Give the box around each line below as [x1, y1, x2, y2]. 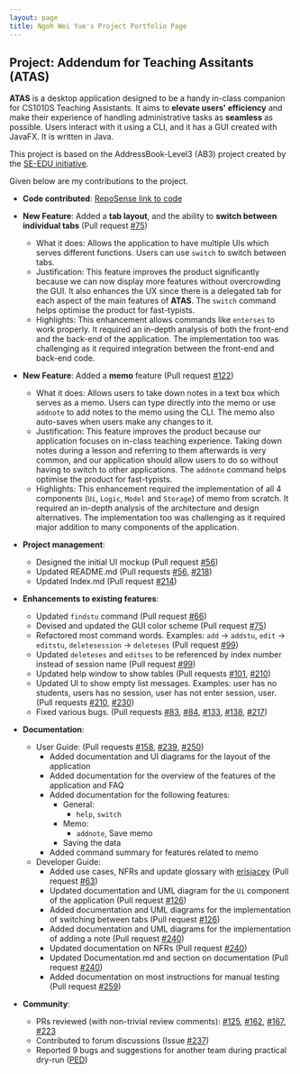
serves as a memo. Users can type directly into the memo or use [35, 398, 277, 408]
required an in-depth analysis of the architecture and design [35, 502, 259, 514]
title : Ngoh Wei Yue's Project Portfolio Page [9, 22, 187, 31]
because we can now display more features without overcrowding [35, 276, 281, 287]
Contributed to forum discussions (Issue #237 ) [35, 1035, 210, 1046]
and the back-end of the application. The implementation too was [35, 334, 279, 344]
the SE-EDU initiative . [9, 159, 89, 170]
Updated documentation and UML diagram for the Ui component [49, 886, 290, 896]
